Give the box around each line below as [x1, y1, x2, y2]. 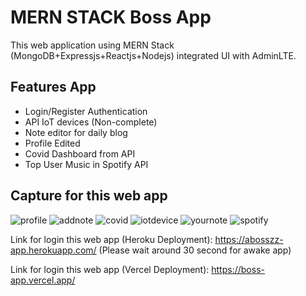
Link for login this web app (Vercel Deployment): [10, 263, 210, 275]
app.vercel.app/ [10, 274, 76, 286]
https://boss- [211, 263, 265, 275]
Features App [10, 79, 97, 96]
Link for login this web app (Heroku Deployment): [10, 233, 213, 245]
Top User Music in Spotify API [24, 158, 149, 170]
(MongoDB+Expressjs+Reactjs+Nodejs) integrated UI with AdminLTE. [10, 49, 297, 61]
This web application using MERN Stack [10, 39, 175, 51]
